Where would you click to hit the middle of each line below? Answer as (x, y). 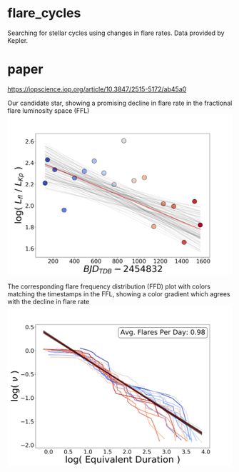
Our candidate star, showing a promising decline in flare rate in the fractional (120, 103)
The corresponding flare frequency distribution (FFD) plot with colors (109, 286)
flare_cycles (44, 13)
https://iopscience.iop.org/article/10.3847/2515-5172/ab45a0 (97, 89)
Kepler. (18, 40)
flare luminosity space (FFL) (49, 110)
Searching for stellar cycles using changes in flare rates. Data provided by (116, 33)
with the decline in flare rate (49, 301)
